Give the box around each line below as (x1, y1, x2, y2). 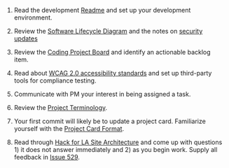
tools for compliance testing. (13, 76, 97, 85)
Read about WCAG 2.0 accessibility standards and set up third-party (13, 69, 212, 77)
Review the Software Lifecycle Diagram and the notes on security (13, 27, 203, 35)
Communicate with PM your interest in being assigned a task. (13, 90, 191, 98)
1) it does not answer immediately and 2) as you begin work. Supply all (13, 146, 218, 153)
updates (13, 34, 39, 43)
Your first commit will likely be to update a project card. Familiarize (13, 117, 207, 125)
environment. (13, 13, 53, 22)
